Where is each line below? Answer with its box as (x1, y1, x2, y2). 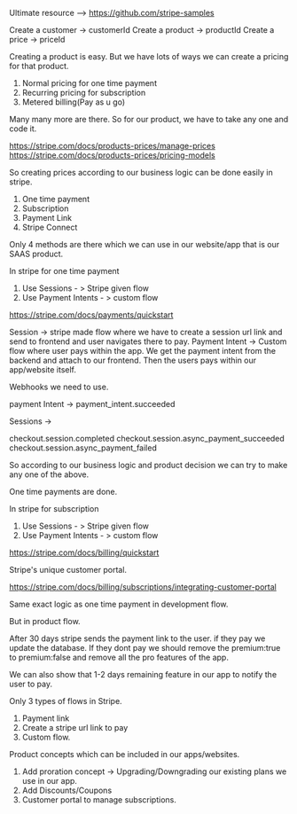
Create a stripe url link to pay (21, 723, 129, 732)
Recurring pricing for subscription (21, 88, 146, 98)
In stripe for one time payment (9, 266, 120, 276)
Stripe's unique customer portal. (9, 565, 127, 575)
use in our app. (21, 776, 78, 786)
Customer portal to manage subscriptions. (21, 794, 177, 805)
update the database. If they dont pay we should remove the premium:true (9, 643, 281, 653)
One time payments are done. (9, 487, 118, 497)
